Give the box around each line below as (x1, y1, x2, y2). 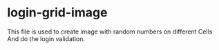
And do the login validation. (7, 34, 85, 42)
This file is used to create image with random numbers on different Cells (7, 27, 213, 36)
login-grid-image (7, 5, 108, 21)
